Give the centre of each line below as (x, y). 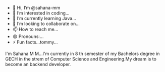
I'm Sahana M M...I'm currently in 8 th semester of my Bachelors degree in (82, 53)
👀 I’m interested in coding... (41, 13)
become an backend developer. (38, 64)
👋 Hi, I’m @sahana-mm (36, 8)
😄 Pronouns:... (28, 36)
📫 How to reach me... (35, 29)
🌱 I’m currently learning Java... (44, 18)
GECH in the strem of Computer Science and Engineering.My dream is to (81, 59)
